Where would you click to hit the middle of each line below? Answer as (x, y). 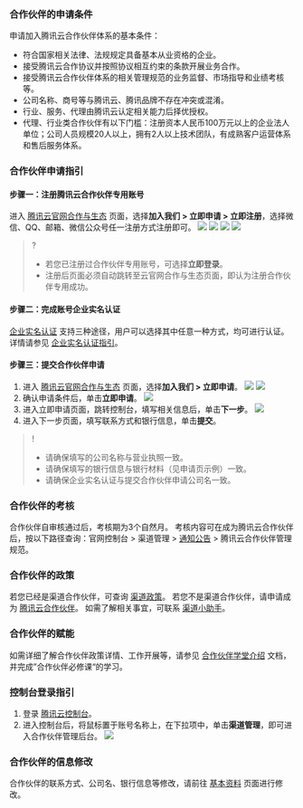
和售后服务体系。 (54, 146)
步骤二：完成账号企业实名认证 (65, 309)
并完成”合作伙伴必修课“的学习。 (69, 666)
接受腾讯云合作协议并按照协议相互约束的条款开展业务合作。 (133, 66)
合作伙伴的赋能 (42, 633)
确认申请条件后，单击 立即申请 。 (82, 398)
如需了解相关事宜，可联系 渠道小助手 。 (157, 608)
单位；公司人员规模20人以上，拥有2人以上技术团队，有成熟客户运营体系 (156, 134)
